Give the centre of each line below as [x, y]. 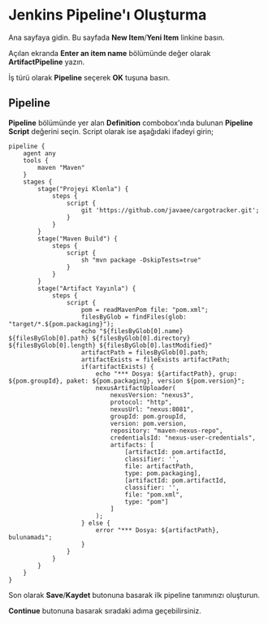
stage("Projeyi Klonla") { [83, 188]
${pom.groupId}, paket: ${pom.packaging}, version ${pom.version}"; [127, 381]
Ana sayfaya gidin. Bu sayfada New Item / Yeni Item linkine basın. [117, 37]
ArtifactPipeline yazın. [47, 62]
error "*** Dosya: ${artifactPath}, [158, 530]
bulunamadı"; [30, 537]
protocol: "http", [141, 402]
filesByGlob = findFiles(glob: [134, 317]
